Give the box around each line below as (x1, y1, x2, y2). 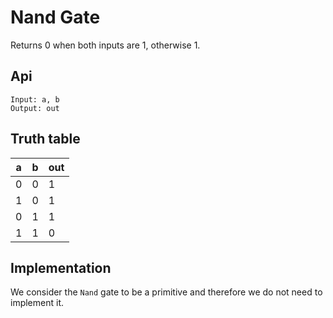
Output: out (10, 103, 60, 113)
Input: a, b (10, 94, 60, 105)
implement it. (10, 297, 64, 309)
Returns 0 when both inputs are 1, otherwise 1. (10, 39, 201, 51)
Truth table (10, 131, 81, 148)
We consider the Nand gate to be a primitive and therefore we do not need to (10, 286, 323, 298)
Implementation (10, 259, 112, 276)
